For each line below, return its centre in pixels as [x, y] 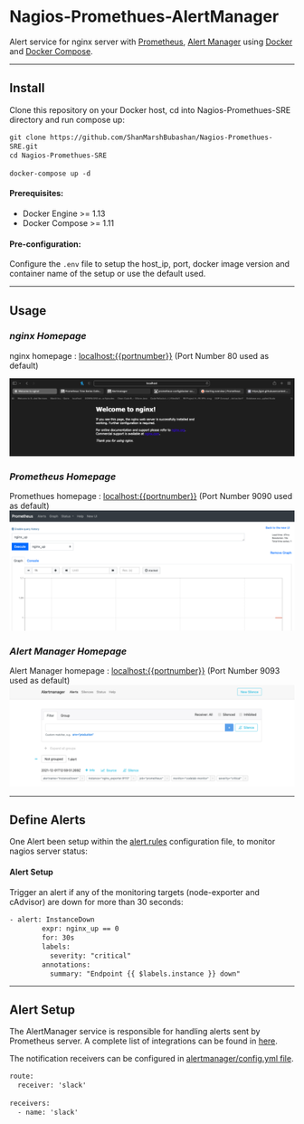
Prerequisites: [37, 194]
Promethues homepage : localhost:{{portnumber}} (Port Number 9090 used [151, 496]
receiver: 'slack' [52, 1086]
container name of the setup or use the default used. [108, 274]
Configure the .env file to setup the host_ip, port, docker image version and [150, 264]
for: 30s [58, 938]
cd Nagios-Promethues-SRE [58, 156]
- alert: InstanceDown [52, 920]
